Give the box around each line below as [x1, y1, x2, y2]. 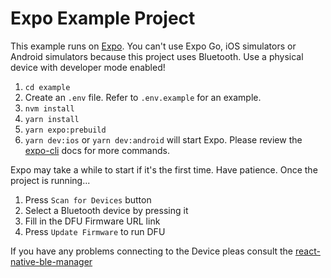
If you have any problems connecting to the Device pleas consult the [10, 245, 294, 257]
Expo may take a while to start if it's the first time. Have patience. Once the [10, 163, 318, 176]
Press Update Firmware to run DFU [24, 225, 166, 237]
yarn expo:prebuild [24, 125, 107, 135]
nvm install [24, 103, 75, 114]
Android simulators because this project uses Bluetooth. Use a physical [10, 50, 304, 62]
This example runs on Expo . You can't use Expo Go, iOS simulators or [10, 40, 297, 52]
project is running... [10, 174, 91, 186]
